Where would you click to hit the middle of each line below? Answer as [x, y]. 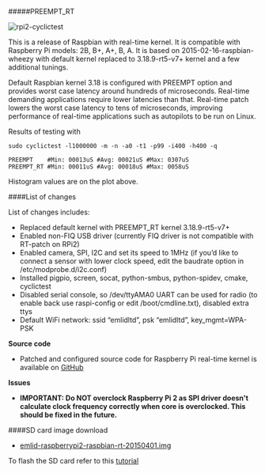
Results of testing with [44, 131]
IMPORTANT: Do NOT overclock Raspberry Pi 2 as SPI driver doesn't [134, 398]
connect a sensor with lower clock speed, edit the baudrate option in [131, 261]
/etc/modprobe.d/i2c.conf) [63, 269]
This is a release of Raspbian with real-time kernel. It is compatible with [125, 42]
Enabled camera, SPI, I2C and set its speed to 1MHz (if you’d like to [129, 253]
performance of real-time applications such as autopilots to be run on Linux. [132, 116]
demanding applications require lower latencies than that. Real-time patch [129, 99]
